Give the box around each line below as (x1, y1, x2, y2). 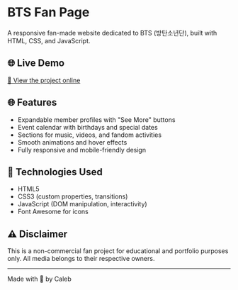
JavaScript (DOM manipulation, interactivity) (17, 200, 147, 208)
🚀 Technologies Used (7, 166, 103, 178)
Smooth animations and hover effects (17, 138, 127, 146)
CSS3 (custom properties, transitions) (17, 192, 128, 201)
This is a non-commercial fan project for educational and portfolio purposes (7, 247, 229, 255)
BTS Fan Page (7, 4, 90, 21)
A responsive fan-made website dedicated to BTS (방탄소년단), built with (7, 28, 217, 37)
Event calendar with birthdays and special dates (17, 123, 158, 131)
